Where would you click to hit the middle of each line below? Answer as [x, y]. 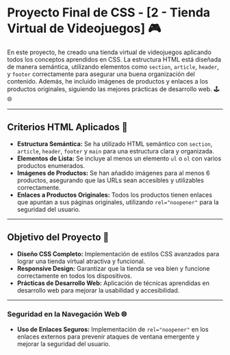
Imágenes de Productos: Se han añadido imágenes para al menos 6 [113, 173]
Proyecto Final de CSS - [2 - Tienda [109, 13]
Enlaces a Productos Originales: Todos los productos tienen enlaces [114, 195]
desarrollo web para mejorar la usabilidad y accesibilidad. [98, 290]
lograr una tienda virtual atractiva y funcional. [81, 261]
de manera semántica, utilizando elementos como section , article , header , [113, 66]
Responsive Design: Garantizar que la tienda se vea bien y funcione [113, 268]
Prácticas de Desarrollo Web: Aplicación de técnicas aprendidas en [113, 283]
